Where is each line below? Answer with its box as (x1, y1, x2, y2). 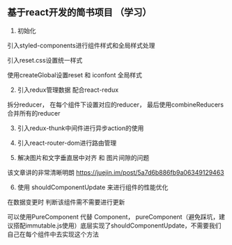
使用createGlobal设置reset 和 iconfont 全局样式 (7, 70, 143, 79)
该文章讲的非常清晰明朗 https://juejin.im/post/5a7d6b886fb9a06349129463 (7, 168, 224, 176)
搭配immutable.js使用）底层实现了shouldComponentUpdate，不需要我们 (13, 221, 222, 230)
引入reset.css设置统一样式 (7, 56, 83, 64)
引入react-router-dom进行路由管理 (17, 139, 117, 147)
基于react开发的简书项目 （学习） (7, 6, 152, 19)
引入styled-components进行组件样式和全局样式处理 (7, 41, 155, 49)
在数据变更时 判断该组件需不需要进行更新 (7, 198, 125, 206)
